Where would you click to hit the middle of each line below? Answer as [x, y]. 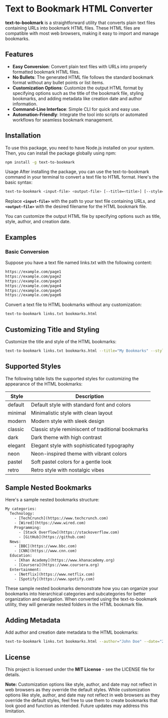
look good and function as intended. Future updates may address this [77, 705]
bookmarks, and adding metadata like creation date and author [77, 98]
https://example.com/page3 [33, 281]
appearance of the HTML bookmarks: [44, 384]
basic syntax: [19, 182]
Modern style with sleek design [67, 421]
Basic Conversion [27, 251]
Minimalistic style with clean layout [72, 413]
